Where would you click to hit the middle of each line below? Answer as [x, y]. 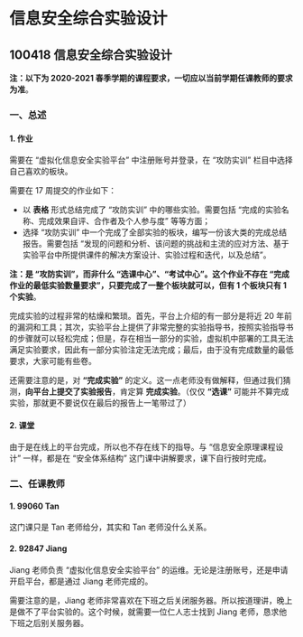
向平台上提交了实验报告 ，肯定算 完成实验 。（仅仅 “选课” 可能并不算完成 [157, 392]
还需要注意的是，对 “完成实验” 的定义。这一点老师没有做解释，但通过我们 [146, 380]
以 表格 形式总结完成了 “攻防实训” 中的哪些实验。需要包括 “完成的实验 [151, 210]
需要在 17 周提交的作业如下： [63, 191]
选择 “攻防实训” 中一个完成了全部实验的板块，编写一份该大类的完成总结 [155, 232]
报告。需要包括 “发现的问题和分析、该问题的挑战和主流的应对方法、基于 [156, 244]
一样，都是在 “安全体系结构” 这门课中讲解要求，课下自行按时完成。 [147, 458]
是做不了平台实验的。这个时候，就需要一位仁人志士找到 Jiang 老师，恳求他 [148, 612]
